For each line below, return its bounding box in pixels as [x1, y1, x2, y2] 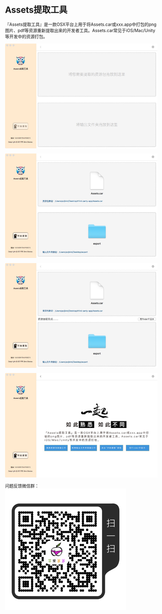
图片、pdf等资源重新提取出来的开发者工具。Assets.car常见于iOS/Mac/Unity [5, 27, 156, 33]
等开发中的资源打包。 [5, 34, 47, 39]
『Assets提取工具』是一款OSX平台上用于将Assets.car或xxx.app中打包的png [5, 21, 157, 27]
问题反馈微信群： [5, 483, 39, 489]
